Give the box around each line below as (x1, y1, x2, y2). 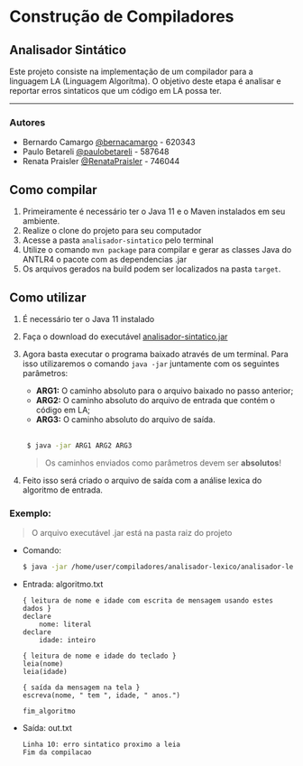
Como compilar (9, 182, 97, 198)
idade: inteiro (39, 635, 96, 644)
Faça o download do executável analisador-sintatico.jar (22, 331, 228, 342)
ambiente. (22, 216, 60, 226)
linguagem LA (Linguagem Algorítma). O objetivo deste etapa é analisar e (9, 76, 281, 87)
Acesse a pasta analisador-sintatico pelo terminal (22, 235, 214, 245)
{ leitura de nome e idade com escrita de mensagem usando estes (22, 595, 273, 605)
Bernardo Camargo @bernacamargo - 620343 (22, 137, 196, 148)
